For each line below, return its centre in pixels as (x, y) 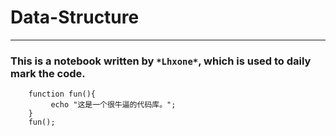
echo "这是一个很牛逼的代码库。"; (113, 105)
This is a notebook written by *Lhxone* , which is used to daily (161, 61)
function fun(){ (62, 94)
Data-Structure (75, 17)
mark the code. (48, 73)
